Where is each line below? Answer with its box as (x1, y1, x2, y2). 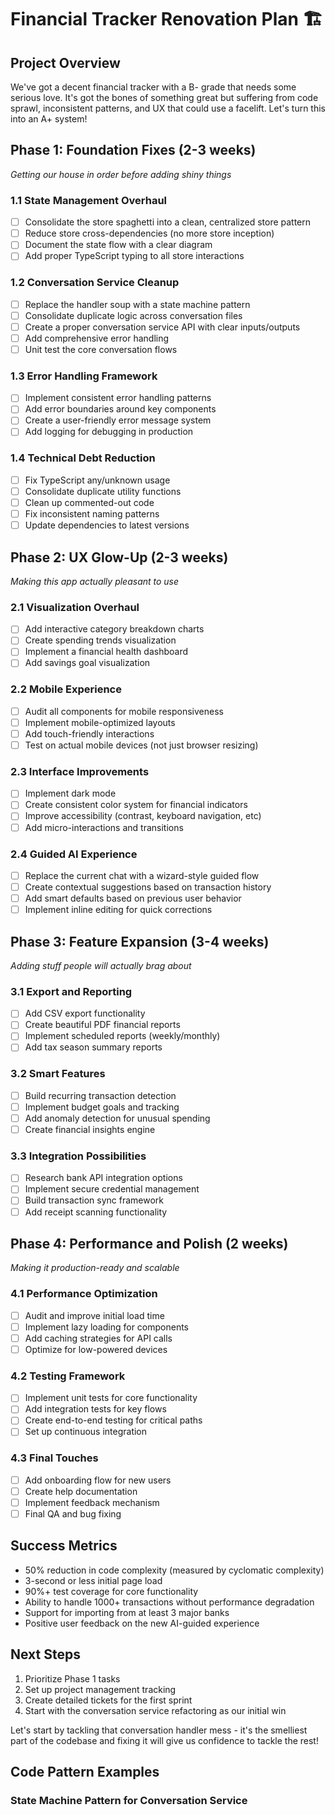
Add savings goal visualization (24, 657, 151, 669)
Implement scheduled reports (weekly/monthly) (24, 1030, 221, 1042)
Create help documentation (24, 1485, 138, 1497)
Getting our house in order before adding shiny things (10, 168, 232, 180)
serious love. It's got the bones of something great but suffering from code (10, 92, 319, 103)
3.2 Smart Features (10, 1067, 106, 1081)
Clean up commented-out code (24, 496, 155, 508)
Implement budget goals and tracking (24, 1101, 180, 1113)
